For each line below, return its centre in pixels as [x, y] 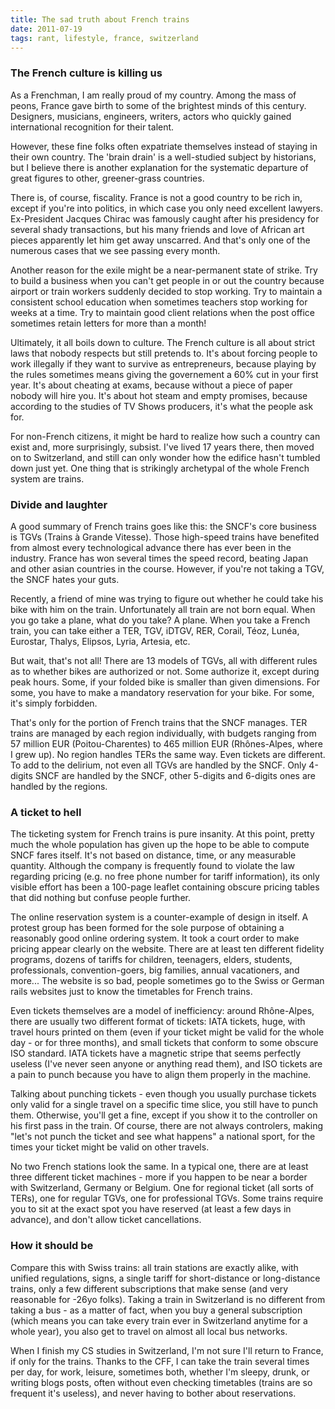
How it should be [52, 1246]
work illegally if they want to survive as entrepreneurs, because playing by [163, 363]
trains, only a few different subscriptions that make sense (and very [149, 1288]
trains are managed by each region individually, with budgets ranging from [163, 733]
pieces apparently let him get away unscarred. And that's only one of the [160, 240]
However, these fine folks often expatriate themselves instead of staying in [164, 146]
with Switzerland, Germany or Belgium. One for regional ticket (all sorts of [162, 1188]
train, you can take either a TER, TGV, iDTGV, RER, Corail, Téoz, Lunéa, [155, 630]
